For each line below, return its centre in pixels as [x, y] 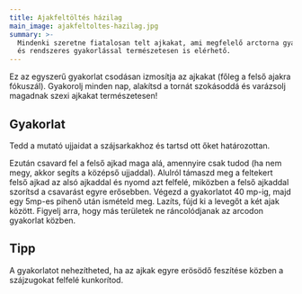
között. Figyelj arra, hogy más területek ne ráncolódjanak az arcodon [136, 210]
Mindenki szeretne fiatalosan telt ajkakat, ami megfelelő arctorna [148, 43]
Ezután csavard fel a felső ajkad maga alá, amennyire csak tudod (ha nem [146, 163]
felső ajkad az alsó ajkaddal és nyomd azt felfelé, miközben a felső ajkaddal [149, 182]
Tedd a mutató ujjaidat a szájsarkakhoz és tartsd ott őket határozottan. [140, 146]
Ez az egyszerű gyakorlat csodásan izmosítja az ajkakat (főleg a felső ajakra [150, 76]
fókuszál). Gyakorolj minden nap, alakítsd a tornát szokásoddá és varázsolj [147, 86]
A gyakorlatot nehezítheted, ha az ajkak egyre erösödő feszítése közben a [147, 270]
